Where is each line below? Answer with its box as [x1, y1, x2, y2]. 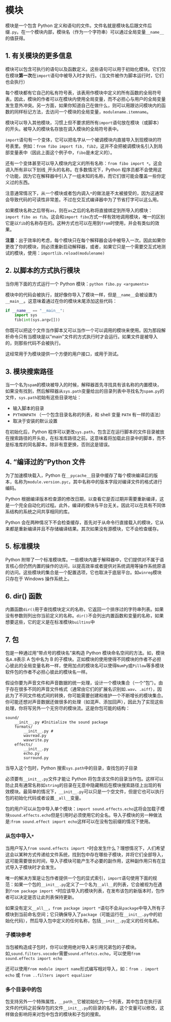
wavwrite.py [23, 737, 49, 743]
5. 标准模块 [5, 542, 40, 551]
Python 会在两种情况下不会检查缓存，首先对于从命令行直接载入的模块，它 [5, 519, 160, 525]
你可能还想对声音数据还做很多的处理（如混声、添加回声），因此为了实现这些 [5, 699, 164, 705]
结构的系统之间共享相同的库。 [9, 508, 72, 515]
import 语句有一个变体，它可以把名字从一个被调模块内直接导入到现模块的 [5, 136, 157, 143]
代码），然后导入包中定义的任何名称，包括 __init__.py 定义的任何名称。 [14, 917, 162, 924]
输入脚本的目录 [12, 405, 44, 411]
